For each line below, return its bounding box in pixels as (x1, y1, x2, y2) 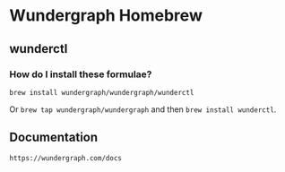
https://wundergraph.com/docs (9, 153, 123, 162)
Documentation (9, 130, 99, 145)
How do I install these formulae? (9, 68, 152, 81)
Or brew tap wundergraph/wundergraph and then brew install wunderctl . (9, 104, 277, 115)
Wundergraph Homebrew (9, 5, 203, 26)
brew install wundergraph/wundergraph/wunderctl (9, 88, 194, 97)
